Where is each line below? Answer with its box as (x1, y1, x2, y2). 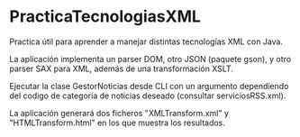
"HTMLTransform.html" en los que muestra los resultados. (9, 117, 225, 128)
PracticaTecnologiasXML (9, 6, 201, 27)
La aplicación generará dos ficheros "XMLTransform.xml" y (9, 107, 230, 118)
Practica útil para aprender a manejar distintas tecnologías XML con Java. (9, 36, 284, 47)
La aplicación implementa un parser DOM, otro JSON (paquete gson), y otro (9, 53, 292, 64)
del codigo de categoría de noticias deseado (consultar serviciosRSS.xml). (9, 90, 286, 101)
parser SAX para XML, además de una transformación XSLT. (9, 63, 234, 74)
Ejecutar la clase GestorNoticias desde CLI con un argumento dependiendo (9, 80, 289, 91)
